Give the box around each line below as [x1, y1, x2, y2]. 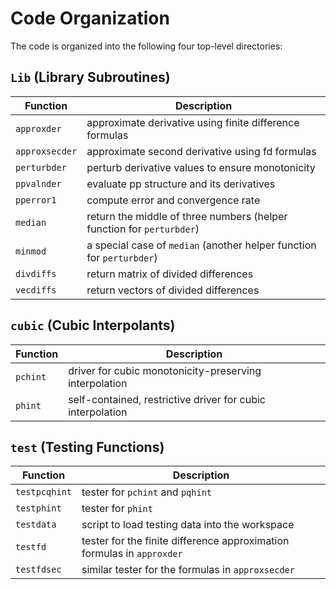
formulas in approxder [81, 547, 183, 561]
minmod [15, 245, 47, 257]
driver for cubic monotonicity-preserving [68, 363, 262, 377]
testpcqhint [15, 487, 73, 498]
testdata [15, 519, 57, 531]
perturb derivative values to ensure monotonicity [86, 160, 316, 174]
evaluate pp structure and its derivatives [86, 177, 276, 191]
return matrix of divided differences [86, 267, 254, 281]
